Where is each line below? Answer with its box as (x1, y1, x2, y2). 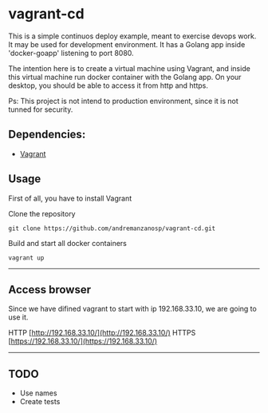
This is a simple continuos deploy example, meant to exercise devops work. (8, 31, 257, 41)
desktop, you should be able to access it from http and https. (8, 81, 209, 90)
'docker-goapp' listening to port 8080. (8, 48, 134, 58)
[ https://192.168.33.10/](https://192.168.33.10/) (8, 336, 158, 346)
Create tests (19, 397, 61, 407)
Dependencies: (8, 128, 86, 141)
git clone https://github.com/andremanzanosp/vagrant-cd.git (8, 224, 216, 232)
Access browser (8, 283, 92, 296)
